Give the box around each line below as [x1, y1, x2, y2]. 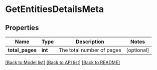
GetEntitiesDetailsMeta [5, 3, 104, 15]
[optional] [126, 46, 149, 53]
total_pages [8, 46, 37, 53]
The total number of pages [58, 46, 121, 53]
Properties [5, 23, 39, 32]
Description [76, 38, 104, 45]
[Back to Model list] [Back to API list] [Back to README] [5, 59, 120, 65]
